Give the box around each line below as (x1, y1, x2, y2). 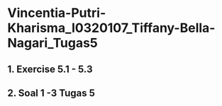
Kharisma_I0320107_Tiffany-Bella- (7, 20, 216, 36)
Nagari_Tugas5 (7, 35, 98, 51)
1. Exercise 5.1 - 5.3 (7, 63, 93, 75)
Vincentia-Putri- (7, 5, 106, 21)
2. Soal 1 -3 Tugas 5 (7, 87, 96, 99)
